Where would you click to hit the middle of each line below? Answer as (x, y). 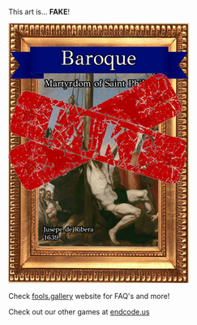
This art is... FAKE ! (39, 12)
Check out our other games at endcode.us (79, 312)
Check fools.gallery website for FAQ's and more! (89, 296)
